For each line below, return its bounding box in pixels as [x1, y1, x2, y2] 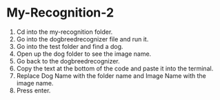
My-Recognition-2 [6, 5, 114, 21]
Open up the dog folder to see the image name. [16, 50, 152, 58]
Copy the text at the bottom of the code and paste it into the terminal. [16, 64, 214, 72]
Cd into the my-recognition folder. [16, 28, 113, 36]
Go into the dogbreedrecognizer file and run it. [16, 34, 149, 43]
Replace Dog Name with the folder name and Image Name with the [16, 71, 206, 80]
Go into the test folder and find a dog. [16, 42, 123, 50]
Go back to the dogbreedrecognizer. [16, 57, 120, 65]
